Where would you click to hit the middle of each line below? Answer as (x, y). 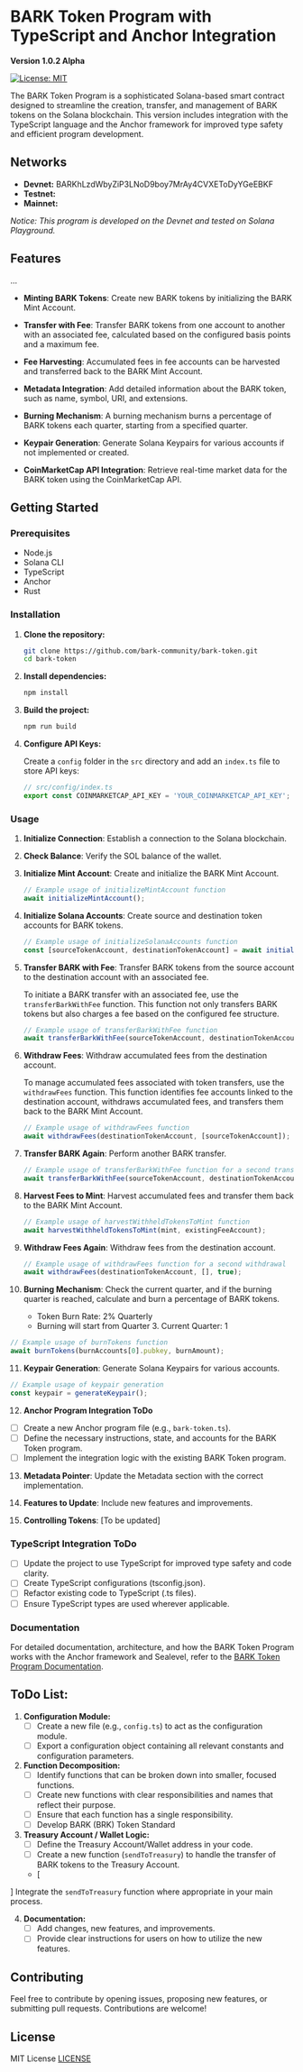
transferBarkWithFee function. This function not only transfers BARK (150, 1004)
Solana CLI (43, 563)
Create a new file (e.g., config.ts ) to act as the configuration (150, 1726)
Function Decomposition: (72, 1765)
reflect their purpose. (76, 1804)
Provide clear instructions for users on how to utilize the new (149, 1939)
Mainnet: (41, 203)
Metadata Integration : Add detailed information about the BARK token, (155, 389)
